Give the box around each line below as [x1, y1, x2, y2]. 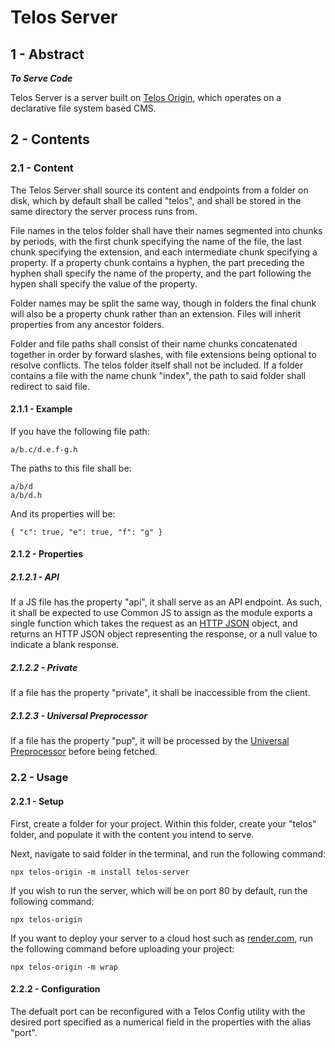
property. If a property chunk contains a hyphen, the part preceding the [10, 256, 305, 268]
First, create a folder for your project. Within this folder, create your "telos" [10, 817, 317, 830]
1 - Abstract [10, 46, 85, 63]
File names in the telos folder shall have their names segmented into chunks [10, 224, 323, 236]
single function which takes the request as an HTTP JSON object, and [10, 617, 298, 630]
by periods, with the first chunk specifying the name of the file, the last [10, 235, 302, 247]
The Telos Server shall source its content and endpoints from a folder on [10, 184, 309, 196]
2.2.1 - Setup [10, 795, 65, 807]
